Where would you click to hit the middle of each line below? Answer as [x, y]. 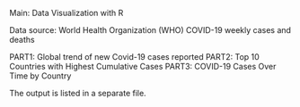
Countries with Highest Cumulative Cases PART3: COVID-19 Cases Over [143, 66]
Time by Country [40, 76]
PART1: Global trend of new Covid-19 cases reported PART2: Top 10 [135, 57]
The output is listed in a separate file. [78, 93]
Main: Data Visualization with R [66, 13]
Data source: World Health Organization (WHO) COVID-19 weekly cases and [150, 30]
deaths [22, 40]
